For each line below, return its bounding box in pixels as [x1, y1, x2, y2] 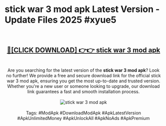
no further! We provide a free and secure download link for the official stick [6, 72, 161, 78]
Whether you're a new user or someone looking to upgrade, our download [7, 83, 160, 89]
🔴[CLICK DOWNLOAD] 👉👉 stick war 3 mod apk [6, 46, 160, 55]
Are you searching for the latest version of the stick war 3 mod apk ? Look [7, 67, 159, 73]
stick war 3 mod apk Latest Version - [4, 4, 160, 15]
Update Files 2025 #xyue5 [4, 14, 116, 26]
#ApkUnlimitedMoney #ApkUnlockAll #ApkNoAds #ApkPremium [17, 115, 150, 121]
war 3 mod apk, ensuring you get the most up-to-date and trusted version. [6, 78, 160, 84]
